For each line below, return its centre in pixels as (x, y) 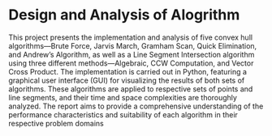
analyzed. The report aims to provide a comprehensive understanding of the (136, 106)
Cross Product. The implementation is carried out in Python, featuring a (128, 71)
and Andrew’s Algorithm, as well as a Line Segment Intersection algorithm (132, 54)
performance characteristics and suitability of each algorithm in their (123, 114)
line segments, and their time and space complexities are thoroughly (123, 97)
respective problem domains (56, 123)
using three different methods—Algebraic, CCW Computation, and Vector (131, 63)
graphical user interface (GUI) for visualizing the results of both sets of (127, 80)
